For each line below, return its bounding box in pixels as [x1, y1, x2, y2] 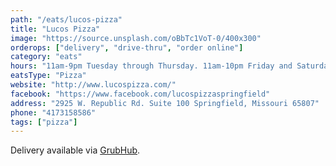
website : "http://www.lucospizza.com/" [10, 80, 177, 90]
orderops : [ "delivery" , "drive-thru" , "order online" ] [10, 42, 244, 53]
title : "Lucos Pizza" [10, 24, 101, 34]
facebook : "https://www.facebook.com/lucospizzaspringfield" [10, 89, 271, 99]
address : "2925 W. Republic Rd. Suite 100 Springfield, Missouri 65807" [10, 98, 320, 108]
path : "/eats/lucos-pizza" [10, 14, 123, 25]
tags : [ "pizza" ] [10, 117, 78, 127]
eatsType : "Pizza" [10, 71, 87, 81]
